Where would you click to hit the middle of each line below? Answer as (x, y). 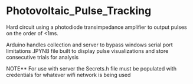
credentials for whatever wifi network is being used (68, 75)
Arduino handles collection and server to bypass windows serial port (89, 45)
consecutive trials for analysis (42, 57)
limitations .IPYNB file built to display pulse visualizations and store (87, 51)
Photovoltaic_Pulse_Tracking (79, 11)
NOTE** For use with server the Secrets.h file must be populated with (91, 68)
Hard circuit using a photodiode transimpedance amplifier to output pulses (97, 27)
